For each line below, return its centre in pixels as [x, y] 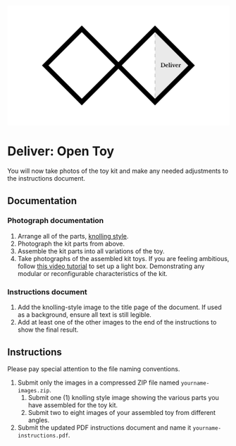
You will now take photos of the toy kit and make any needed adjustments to [118, 171]
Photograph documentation [56, 221]
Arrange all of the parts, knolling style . [73, 236]
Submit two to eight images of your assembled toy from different [122, 412]
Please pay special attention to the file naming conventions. [94, 368]
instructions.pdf [43, 435]
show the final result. [48, 330]
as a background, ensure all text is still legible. [84, 315]
